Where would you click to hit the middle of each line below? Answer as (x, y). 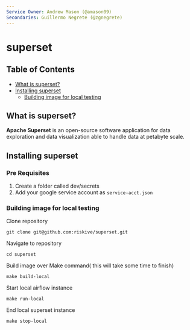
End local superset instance (41, 310)
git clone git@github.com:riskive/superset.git (67, 232)
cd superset (21, 255)
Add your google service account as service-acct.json (84, 192)
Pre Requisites (28, 173)
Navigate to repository (34, 243)
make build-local (28, 277)
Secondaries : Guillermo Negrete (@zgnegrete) (64, 17)
